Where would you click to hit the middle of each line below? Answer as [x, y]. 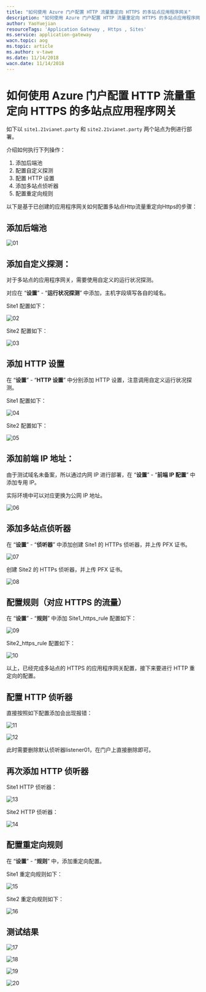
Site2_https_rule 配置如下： [41, 643]
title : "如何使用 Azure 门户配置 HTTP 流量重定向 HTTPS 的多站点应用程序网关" [99, 12]
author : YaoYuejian [31, 23]
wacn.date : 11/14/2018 [35, 63]
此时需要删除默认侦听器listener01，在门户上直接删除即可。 [80, 750]
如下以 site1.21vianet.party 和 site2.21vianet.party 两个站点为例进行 [97, 129]
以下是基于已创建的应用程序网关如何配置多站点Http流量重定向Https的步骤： [102, 207]
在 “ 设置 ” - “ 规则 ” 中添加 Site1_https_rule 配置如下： [71, 618]
